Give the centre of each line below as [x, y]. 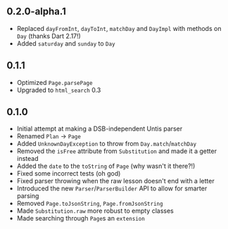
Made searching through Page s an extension [81, 218]
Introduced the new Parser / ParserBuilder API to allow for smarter [112, 188]
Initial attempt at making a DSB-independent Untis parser [100, 129]
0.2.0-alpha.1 [36, 12]
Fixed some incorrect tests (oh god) [69, 174]
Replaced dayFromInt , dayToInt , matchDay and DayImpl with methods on [119, 28]
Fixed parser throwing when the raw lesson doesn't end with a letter [116, 181]
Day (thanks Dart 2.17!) [49, 36]
